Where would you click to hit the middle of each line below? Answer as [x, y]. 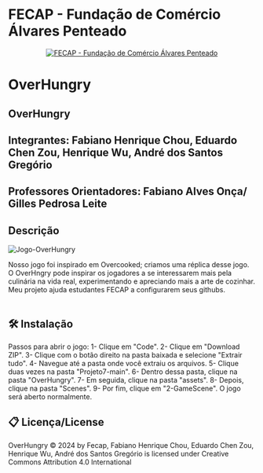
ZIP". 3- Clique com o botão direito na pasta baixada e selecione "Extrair [125, 354]
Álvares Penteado [68, 31]
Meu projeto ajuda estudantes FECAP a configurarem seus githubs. [117, 290]
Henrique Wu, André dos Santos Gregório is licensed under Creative [119, 453]
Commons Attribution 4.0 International [70, 462]
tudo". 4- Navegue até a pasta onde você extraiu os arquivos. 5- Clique [124, 363]
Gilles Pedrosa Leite [58, 204]
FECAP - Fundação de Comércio [115, 15]
